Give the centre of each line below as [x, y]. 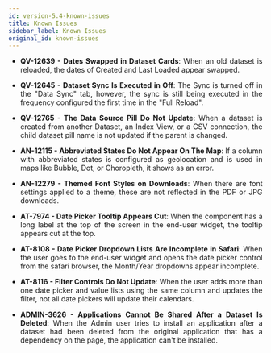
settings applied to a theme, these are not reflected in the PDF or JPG [141, 192]
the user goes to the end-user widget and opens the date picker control [141, 258]
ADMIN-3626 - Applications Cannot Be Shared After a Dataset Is [141, 314]
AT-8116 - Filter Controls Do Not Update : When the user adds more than [141, 282]
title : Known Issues [43, 23]
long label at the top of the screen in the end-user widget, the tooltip [141, 225]
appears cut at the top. [58, 234]
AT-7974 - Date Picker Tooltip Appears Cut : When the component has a [142, 216]
